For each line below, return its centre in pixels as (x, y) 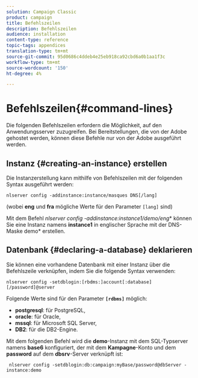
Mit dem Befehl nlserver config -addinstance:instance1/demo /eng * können (99, 218)
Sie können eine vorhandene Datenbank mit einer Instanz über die (88, 264)
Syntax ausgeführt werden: (40, 184)
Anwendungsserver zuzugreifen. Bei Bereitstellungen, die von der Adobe (97, 132)
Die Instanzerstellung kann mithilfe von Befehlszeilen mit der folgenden (94, 178)
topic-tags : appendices (36, 46)
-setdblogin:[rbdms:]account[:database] (101, 282)
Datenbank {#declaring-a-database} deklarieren (99, 250)
